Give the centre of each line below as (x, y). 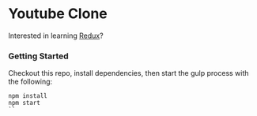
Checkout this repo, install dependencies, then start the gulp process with (128, 73)
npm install (28, 96)
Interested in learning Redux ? (56, 36)
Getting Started (38, 56)
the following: (30, 82)
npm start (25, 103)
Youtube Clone (58, 14)
